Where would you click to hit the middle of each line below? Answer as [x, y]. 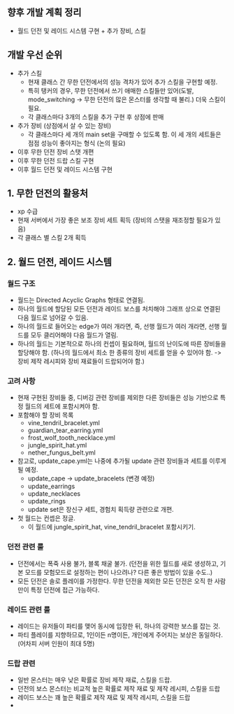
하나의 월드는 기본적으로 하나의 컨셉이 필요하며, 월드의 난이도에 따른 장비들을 [122, 344]
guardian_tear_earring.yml [65, 430]
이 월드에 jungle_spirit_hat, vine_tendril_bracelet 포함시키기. [111, 527]
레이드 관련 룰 [29, 609]
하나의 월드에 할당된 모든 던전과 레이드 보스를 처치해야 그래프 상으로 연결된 [119, 309]
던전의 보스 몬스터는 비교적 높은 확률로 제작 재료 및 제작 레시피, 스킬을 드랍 [119, 689]
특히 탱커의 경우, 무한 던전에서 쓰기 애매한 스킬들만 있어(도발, [111, 90]
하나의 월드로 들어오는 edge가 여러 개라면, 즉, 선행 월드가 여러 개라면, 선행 [118, 327]
